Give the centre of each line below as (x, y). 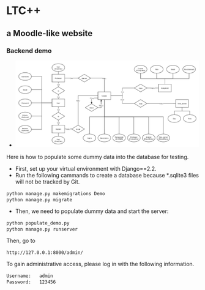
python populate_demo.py (38, 223)
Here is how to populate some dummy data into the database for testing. (98, 157)
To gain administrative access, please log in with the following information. (100, 264)
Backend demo (29, 51)
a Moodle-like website (50, 33)
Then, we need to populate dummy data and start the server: (92, 211)
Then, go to (21, 241)
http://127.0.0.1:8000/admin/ (45, 253)
